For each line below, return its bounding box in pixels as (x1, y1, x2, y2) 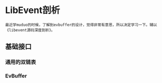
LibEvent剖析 (5, 4, 60, 16)
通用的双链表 (5, 58, 36, 65)
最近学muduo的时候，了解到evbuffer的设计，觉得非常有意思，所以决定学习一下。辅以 (5, 22, 157, 27)
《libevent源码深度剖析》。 (5, 27, 55, 32)
